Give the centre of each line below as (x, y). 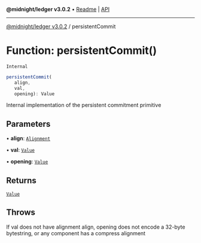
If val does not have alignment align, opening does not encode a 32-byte (96, 227)
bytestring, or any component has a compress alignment (76, 233)
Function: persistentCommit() (82, 51)
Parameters (28, 124)
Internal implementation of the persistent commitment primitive (84, 105)
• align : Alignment (28, 138)
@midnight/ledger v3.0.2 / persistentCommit (61, 26)
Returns (22, 180)
